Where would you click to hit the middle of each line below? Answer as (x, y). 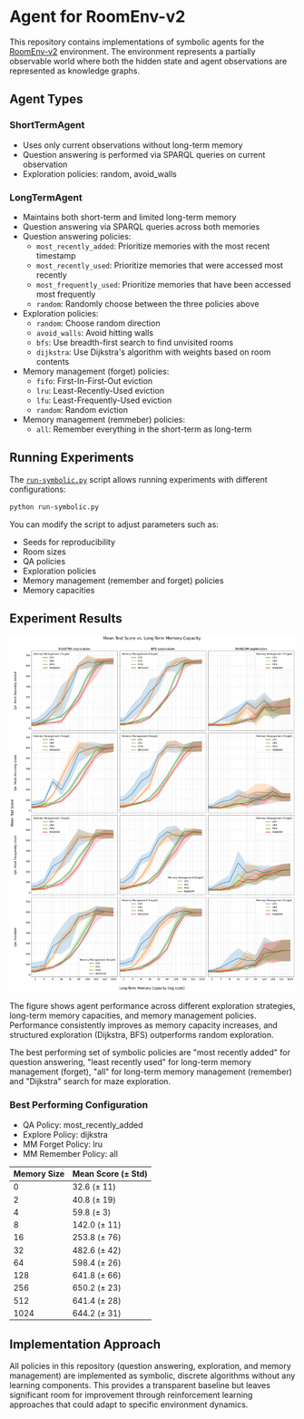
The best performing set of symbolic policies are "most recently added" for (150, 1052)
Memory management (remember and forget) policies (123, 580)
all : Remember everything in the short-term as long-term (144, 429)
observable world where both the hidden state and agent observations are (148, 61)
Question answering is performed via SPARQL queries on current (144, 154)
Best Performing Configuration (79, 1105)
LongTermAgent (46, 197)
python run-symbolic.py (54, 507)
